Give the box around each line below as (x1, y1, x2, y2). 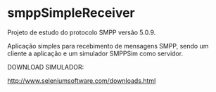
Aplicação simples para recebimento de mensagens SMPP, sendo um (7, 41, 209, 50)
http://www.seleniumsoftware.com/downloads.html (7, 76, 156, 85)
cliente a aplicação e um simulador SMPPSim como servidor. (7, 49, 184, 58)
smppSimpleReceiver (7, 5, 135, 21)
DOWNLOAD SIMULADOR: (7, 63, 84, 71)
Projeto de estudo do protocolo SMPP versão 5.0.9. (7, 28, 156, 37)
